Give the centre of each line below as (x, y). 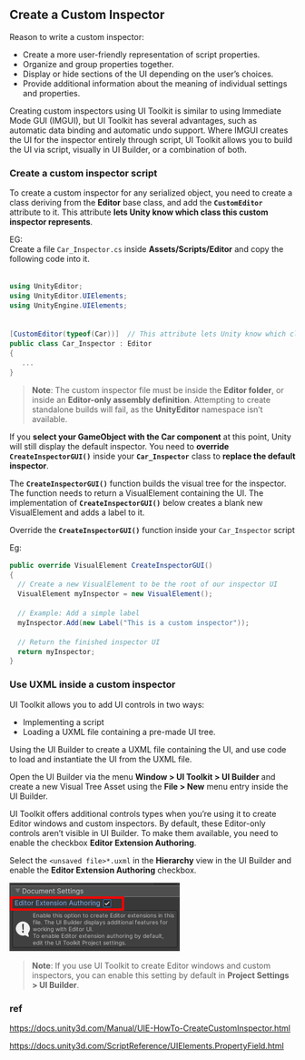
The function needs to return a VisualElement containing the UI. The (137, 493)
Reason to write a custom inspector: (77, 36)
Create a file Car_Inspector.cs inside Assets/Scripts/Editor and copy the (147, 249)
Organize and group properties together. (98, 64)
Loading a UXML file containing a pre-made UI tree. (119, 732)
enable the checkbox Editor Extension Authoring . (103, 843)
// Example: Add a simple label (79, 613)
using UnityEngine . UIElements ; (69, 305)
